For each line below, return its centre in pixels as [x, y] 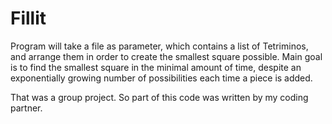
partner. [26, 108]
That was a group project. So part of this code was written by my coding [159, 97]
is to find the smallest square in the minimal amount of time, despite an [156, 67]
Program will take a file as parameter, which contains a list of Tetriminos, [159, 46]
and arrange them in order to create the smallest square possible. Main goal [166, 56]
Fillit [28, 18]
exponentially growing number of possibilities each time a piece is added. [161, 78]
